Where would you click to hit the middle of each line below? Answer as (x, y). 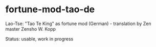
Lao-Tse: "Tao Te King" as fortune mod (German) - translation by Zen (79, 24)
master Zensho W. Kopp (31, 29)
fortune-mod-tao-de (50, 9)
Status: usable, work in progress (39, 39)
